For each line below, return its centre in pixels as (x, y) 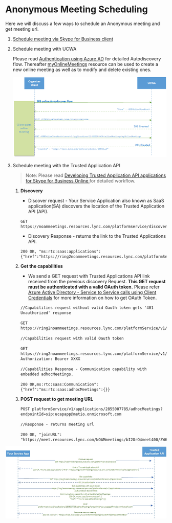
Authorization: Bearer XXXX (50, 359)
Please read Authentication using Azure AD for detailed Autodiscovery (87, 59)
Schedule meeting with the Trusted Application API (66, 165)
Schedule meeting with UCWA (45, 49)
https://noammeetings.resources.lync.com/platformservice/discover (94, 226)
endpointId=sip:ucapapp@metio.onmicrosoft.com (71, 414)
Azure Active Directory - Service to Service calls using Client (92, 292)
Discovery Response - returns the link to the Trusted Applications (97, 236)
